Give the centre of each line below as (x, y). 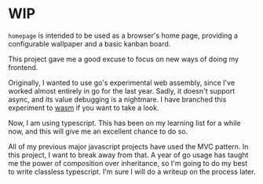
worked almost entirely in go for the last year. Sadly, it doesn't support (122, 90)
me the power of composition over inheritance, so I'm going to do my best (128, 163)
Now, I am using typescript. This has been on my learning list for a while (124, 123)
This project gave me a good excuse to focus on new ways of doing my (124, 59)
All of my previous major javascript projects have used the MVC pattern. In (128, 146)
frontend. (23, 67)
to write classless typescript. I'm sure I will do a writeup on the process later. (132, 171)
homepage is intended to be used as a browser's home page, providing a (123, 35)
